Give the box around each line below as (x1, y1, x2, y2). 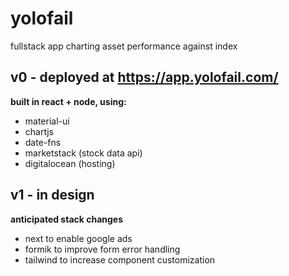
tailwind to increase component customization (24, 253, 216, 266)
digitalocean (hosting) (24, 157, 116, 169)
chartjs (24, 125, 54, 137)
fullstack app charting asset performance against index (10, 40, 238, 52)
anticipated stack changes (10, 213, 124, 225)
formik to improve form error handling (24, 243, 181, 255)
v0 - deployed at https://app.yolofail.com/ (10, 69, 279, 86)
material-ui (24, 115, 70, 127)
